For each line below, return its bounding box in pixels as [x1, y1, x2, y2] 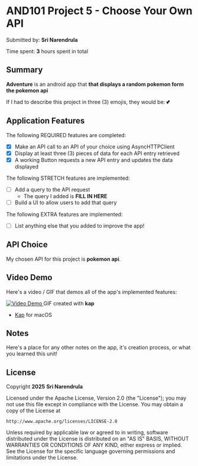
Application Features [6, 116, 85, 126]
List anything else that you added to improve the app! [14, 222, 145, 229]
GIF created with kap [43, 300, 95, 307]
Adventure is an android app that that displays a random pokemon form [6, 80, 184, 88]
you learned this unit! [6, 350, 58, 357]
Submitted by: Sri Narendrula [6, 36, 78, 43]
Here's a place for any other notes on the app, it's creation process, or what [6, 344, 191, 351]
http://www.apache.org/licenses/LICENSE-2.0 [6, 419, 118, 425]
